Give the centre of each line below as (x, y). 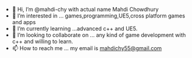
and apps (24, 22)
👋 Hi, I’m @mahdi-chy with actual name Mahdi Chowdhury (85, 9)
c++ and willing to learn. (42, 41)
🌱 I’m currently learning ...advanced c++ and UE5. (75, 28)
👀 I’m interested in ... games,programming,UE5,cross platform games (98, 16)
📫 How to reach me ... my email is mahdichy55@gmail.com (87, 48)
